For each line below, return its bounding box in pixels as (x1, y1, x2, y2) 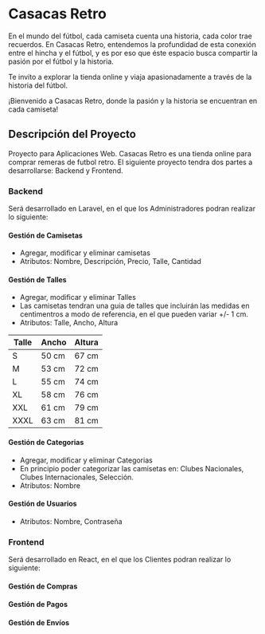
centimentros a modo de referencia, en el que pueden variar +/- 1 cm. (19, 309, 249, 319)
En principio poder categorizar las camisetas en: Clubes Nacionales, (19, 463, 244, 473)
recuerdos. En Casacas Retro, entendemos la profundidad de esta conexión (8, 39, 256, 49)
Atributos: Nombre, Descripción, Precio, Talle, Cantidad (19, 257, 201, 266)
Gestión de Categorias (8, 438, 84, 447)
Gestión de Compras (8, 581, 78, 591)
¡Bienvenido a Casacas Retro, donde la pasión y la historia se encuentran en (8, 96, 258, 105)
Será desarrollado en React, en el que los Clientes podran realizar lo (8, 555, 232, 565)
